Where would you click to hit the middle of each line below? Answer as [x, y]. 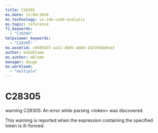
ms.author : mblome [25, 57]
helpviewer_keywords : [28, 39]
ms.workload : [19, 66]
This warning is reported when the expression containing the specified [79, 120]
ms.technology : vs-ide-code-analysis [45, 19]
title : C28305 [20, 10]
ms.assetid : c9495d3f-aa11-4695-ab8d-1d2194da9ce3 [60, 48]
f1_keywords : [19, 29]
